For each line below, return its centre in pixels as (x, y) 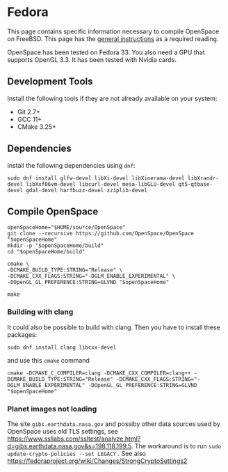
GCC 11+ (30, 119)
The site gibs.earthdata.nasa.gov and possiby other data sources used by (114, 424)
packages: (22, 334)
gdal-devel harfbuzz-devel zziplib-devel (87, 190)
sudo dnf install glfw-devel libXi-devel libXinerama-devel (96, 178)
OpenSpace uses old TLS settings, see (63, 431)
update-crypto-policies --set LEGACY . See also (76, 453)
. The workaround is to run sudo (176, 446)
